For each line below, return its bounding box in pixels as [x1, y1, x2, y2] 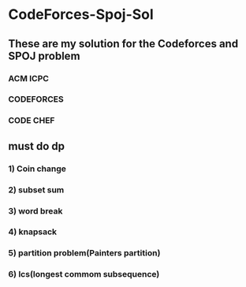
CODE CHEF [8, 115, 55, 126]
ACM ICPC [8, 73, 50, 84]
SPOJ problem [8, 49, 80, 62]
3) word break [8, 205, 63, 216]
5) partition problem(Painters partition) [8, 248, 161, 259]
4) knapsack [8, 226, 58, 237]
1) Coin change [8, 163, 67, 174]
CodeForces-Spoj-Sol [8, 6, 154, 24]
